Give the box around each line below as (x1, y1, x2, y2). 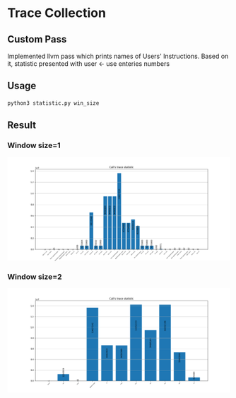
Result (7, 119, 37, 132)
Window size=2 (7, 272, 62, 282)
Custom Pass (7, 33, 67, 45)
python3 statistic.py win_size (7, 99, 100, 107)
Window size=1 (7, 140, 61, 150)
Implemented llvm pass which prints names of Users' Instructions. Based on (7, 52, 229, 60)
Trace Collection (7, 5, 106, 21)
